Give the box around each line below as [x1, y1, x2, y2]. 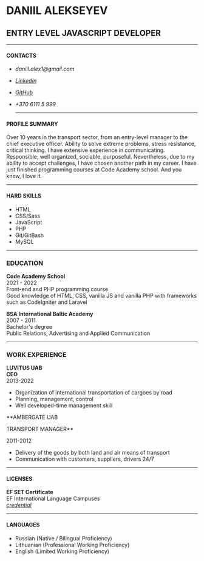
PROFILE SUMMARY [6, 120, 58, 128]
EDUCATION [6, 259, 44, 267]
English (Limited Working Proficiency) [15, 548, 109, 555]
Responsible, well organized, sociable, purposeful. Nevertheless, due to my [6, 153, 195, 160]
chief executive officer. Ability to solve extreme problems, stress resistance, [6, 140, 196, 148]
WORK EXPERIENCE [6, 350, 67, 359]
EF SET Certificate [6, 489, 53, 496]
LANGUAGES [6, 521, 40, 528]
